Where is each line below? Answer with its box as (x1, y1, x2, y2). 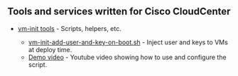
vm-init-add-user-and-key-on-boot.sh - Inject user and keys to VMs (28, 38, 229, 46)
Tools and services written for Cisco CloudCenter (7, 6, 231, 18)
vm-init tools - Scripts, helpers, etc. (17, 24, 122, 32)
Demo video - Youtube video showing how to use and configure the (28, 53, 227, 61)
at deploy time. (28, 45, 72, 53)
